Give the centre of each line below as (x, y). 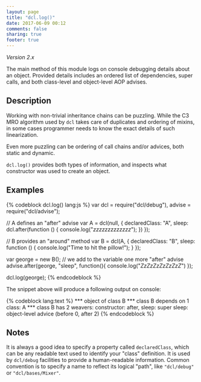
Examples (25, 190)
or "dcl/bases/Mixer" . (33, 373)
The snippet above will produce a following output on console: (84, 289)
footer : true (23, 40)
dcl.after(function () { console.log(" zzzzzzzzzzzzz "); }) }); (78, 229)
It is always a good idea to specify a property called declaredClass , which (98, 347)
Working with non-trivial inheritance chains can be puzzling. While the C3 (98, 115)
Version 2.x (20, 57)
